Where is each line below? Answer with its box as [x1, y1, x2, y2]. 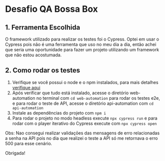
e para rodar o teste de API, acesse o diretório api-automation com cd [12, 100, 154, 106]
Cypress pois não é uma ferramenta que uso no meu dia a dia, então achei [5, 41, 157, 47]
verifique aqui [12, 84, 40, 90]
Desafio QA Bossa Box [5, 3, 99, 15]
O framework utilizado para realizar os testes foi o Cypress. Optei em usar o [5, 36, 159, 42]
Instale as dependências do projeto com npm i [12, 110, 106, 116]
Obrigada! [5, 150, 26, 156]
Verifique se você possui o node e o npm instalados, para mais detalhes [12, 79, 159, 85]
